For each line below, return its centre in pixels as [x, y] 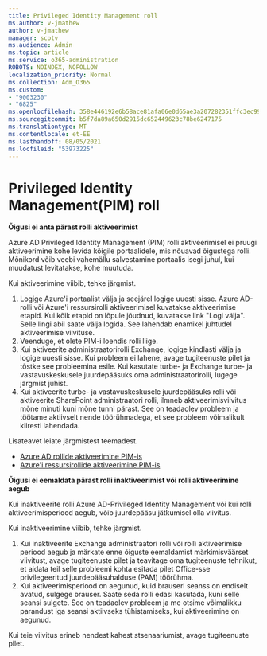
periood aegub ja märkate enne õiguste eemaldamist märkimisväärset [134, 552]
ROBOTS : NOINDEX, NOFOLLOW [53, 68]
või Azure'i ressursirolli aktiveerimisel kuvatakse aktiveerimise [135, 307]
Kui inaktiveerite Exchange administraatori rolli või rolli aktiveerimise [131, 544]
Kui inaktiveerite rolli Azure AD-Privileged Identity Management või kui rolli [130, 504]
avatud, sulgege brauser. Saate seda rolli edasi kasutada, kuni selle [130, 595]
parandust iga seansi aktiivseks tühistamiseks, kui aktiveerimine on [130, 611]
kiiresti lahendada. [50, 426]
